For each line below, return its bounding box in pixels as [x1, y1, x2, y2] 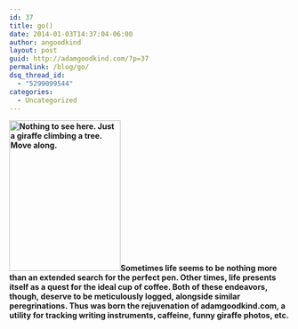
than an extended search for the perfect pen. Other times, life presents [9, 272, 277, 283]
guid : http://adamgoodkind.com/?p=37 [9, 54, 149, 63]
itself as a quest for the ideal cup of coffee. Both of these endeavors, [9, 282, 269, 293]
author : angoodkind [9, 37, 82, 47]
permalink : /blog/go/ [9, 63, 90, 72]
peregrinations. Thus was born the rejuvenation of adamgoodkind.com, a [9, 301, 286, 311]
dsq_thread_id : [9, 71, 66, 80]
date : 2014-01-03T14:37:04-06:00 [9, 29, 133, 38]
